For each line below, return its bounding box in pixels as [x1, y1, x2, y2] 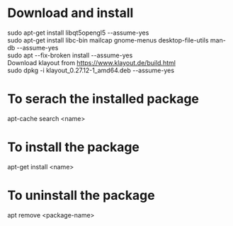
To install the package [7, 140, 140, 155]
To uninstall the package [7, 188, 155, 203]
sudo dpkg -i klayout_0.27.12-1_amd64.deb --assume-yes [7, 66, 175, 74]
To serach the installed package [7, 91, 200, 107]
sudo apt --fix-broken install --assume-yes [7, 51, 133, 60]
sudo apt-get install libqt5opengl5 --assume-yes [7, 28, 149, 37]
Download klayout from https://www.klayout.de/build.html [7, 58, 176, 67]
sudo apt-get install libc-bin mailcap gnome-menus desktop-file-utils [7, 35, 209, 44]
